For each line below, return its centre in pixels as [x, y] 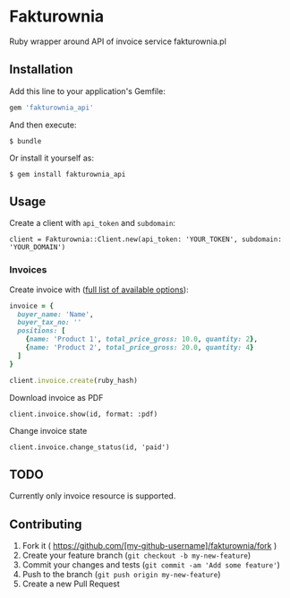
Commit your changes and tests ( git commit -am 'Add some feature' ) [151, 565]
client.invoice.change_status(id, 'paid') [90, 447]
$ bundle [26, 141]
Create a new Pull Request [71, 584]
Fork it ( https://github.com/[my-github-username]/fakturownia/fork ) [149, 546]
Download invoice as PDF [56, 397]
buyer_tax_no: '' [50, 323]
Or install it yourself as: [51, 158]
